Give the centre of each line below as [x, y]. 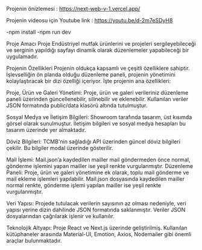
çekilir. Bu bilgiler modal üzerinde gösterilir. [60, 148]
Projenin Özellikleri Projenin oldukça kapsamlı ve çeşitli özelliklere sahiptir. [98, 68]
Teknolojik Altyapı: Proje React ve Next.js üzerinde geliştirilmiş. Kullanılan [97, 228]
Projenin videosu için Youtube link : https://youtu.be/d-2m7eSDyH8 [90, 20]
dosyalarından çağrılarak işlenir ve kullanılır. [60, 216]
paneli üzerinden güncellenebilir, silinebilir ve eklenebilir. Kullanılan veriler [97, 99]
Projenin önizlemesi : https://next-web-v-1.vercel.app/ [73, 9]
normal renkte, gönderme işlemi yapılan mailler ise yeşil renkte [84, 185]
